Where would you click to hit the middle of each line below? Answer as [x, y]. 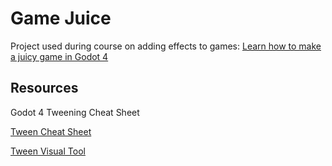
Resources [44, 88]
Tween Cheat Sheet [51, 131]
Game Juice [61, 18]
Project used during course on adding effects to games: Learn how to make [166, 46]
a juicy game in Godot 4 [59, 56]
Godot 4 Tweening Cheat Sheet [75, 112]
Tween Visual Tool [48, 151]
